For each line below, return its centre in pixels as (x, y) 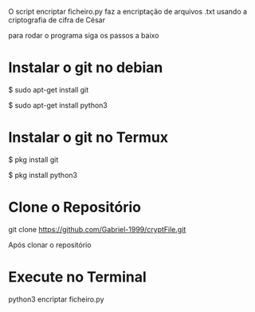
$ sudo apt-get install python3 (58, 105)
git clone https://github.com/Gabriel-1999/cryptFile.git (97, 229)
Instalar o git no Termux (88, 138)
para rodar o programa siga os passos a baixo (84, 36)
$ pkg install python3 (43, 175)
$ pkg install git (33, 160)
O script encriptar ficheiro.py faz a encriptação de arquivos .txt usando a (128, 12)
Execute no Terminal (78, 277)
